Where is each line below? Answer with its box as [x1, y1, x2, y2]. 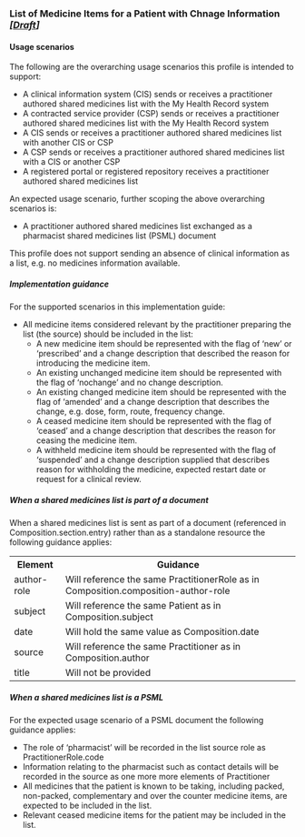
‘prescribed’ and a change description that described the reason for [35, 348, 290, 359]
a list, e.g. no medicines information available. [9, 257, 181, 268]
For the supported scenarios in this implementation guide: [9, 301, 226, 312]
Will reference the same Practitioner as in [64, 640, 241, 653]
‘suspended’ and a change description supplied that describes [35, 454, 271, 466]
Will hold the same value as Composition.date [64, 626, 260, 639]
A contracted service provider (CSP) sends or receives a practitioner [22, 108, 280, 119]
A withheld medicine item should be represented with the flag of [35, 445, 277, 456]
